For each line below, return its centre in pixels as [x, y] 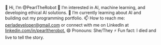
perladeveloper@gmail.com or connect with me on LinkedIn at [67, 25]
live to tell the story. [25, 37]
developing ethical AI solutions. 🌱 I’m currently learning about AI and [73, 13]
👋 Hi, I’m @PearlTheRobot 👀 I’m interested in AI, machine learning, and [75, 7]
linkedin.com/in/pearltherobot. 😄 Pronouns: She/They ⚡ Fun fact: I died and [80, 30]
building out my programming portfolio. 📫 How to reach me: [65, 18]
